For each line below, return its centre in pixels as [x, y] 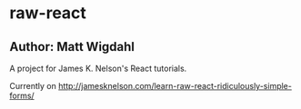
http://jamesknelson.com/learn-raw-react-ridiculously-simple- [175, 86]
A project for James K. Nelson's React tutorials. [98, 68]
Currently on [33, 86]
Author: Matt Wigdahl [72, 47]
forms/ [22, 95]
